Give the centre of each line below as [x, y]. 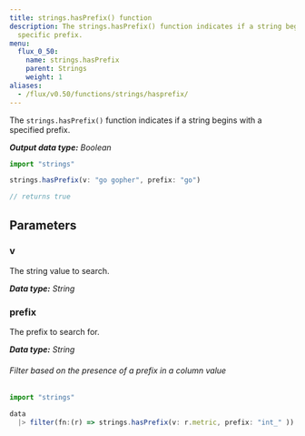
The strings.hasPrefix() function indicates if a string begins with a [136, 120]
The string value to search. [60, 270]
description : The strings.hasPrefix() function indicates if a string [146, 26]
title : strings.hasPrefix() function [81, 18]
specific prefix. [50, 35]
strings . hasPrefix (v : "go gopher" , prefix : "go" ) [105, 180]
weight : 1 [44, 77]
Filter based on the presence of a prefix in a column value [118, 370]
